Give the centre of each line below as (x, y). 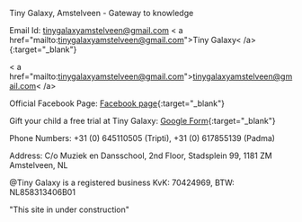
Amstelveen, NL (39, 165)
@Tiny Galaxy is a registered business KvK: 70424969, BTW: (122, 182)
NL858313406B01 (43, 192)
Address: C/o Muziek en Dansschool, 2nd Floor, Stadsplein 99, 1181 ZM (141, 155)
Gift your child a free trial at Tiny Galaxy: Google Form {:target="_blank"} (142, 121)
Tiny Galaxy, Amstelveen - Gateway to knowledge (102, 13)
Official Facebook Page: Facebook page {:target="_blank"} (117, 103)
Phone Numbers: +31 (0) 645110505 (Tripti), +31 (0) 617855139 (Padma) (142, 138)
